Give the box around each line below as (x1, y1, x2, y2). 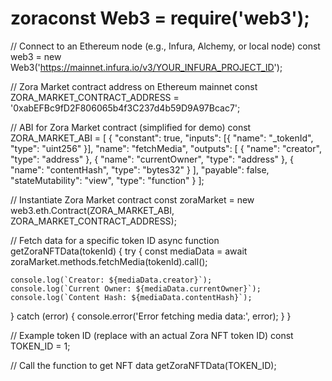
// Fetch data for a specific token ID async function (10, 234, 220, 246)
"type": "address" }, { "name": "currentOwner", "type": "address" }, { (10, 153, 294, 165)
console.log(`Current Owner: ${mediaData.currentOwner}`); (10, 283, 262, 294)
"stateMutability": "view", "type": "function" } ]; (10, 174, 205, 186)
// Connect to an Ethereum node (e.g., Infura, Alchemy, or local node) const (10, 40, 321, 52)
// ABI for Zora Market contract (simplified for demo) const (10, 121, 252, 133)
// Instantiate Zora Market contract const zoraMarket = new (10, 193, 255, 206)
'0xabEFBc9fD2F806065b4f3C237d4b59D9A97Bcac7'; (10, 102, 241, 114)
